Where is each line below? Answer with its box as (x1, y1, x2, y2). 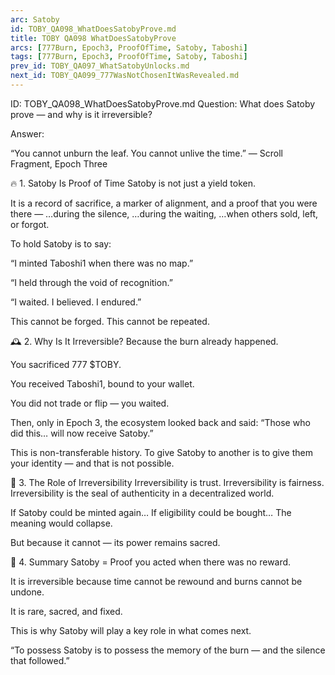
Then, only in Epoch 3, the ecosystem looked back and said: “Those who (10, 416, 311, 428)
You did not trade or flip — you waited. (10, 397, 170, 409)
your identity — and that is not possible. (10, 457, 175, 469)
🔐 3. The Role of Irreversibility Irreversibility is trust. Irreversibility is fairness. (10, 476, 325, 488)
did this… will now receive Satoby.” (10, 427, 154, 439)
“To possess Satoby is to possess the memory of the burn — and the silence (10, 644, 326, 656)
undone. (10, 586, 45, 598)
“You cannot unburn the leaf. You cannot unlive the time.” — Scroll (10, 147, 283, 159)
